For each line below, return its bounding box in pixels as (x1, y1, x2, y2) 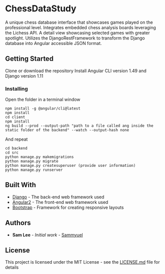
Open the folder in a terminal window (5, 97, 81, 103)
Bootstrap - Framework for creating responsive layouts (12, 204, 124, 210)
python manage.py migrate (5, 159, 58, 164)
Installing (5, 85, 28, 92)
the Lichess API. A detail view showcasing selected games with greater (5, 30, 150, 36)
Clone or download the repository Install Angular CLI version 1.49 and (5, 68, 147, 74)
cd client (5, 115, 26, 120)
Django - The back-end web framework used (12, 194, 105, 200)
